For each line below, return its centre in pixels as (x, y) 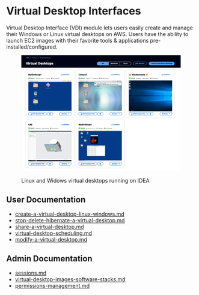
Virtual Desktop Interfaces (74, 11)
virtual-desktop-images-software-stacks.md (70, 279)
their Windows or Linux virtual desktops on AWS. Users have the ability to (97, 34)
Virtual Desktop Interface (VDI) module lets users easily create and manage (100, 28)
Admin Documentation (49, 259)
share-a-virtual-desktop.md (49, 227)
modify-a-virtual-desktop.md (51, 240)
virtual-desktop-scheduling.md (53, 233)
